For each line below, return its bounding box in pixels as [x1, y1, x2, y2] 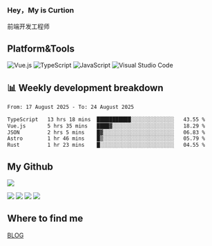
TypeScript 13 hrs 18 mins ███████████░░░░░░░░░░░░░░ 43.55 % [7, 116, 206, 123]
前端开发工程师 [7, 22, 50, 31]
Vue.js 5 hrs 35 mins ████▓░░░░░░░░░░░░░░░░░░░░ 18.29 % [7, 122, 206, 130]
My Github [7, 161, 53, 172]
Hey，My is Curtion [7, 5, 75, 14]
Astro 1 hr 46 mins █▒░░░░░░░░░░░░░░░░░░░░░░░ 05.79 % [7, 135, 206, 142]
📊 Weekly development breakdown [7, 82, 164, 94]
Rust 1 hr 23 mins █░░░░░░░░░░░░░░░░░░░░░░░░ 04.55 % [7, 142, 206, 149]
